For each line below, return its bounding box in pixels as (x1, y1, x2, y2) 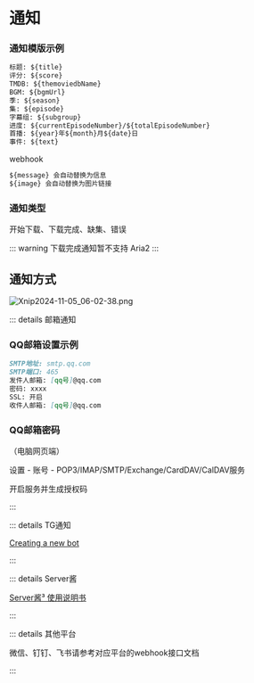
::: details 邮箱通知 (9, 314, 77, 325)
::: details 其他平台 (9, 628, 77, 638)
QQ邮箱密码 (9, 424, 61, 436)
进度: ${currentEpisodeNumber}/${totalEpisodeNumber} (9, 121, 211, 130)
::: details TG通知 (9, 519, 71, 531)
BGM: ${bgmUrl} (9, 88, 66, 97)
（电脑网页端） (9, 445, 64, 456)
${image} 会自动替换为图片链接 (9, 179, 112, 188)
